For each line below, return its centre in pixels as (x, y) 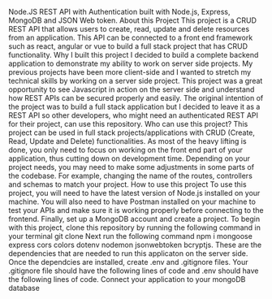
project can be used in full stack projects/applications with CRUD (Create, (132, 132)
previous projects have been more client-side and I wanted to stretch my (130, 72)
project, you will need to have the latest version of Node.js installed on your (134, 193)
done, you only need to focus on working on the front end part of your (126, 150)
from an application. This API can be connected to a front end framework (131, 37)
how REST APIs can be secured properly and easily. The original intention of (136, 98)
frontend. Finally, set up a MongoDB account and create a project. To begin (134, 219)
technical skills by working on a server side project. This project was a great (136, 81)
